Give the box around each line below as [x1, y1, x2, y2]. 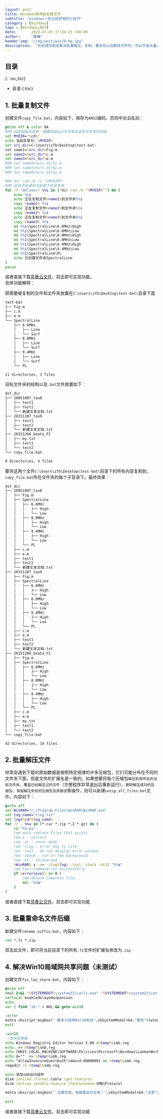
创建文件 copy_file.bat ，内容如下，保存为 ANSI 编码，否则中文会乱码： [5, 115, 144, 121]
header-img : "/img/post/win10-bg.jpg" [5, 39, 83, 44]
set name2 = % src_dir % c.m [5, 152, 53, 157]
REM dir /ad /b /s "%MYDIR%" [5, 178, 64, 184]
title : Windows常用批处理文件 [5, 12, 61, 17]
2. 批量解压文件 [5, 756, 51, 764]
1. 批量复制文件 [5, 101, 50, 109]
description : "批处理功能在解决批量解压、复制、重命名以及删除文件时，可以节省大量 [5, 43, 157, 48]
